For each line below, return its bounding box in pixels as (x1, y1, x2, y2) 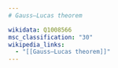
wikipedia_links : (8, 40, 65, 48)
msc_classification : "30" (8, 33, 93, 41)
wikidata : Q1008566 (8, 25, 72, 34)
